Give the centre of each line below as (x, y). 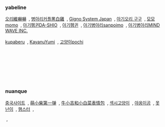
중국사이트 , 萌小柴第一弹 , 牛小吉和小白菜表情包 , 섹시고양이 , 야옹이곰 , (80, 103)
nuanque (16, 91)
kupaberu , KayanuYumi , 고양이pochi (44, 42)
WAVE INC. (17, 31)
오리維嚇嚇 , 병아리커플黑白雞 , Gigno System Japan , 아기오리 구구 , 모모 (80, 19)
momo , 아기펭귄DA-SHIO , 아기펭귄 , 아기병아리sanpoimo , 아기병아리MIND (82, 25)
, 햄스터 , (25, 109)
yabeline (16, 7)
